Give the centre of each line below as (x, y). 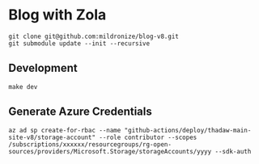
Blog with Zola (57, 15)
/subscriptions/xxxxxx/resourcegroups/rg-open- (90, 144)
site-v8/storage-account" (52, 137)
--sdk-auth (233, 151)
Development (43, 68)
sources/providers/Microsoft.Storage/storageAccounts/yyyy (110, 151)
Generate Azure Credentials (80, 112)
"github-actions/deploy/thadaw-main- (188, 130)
